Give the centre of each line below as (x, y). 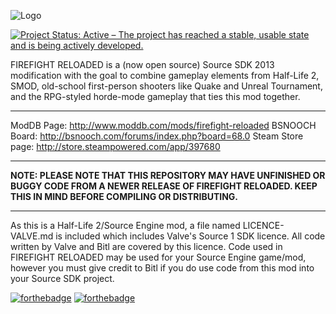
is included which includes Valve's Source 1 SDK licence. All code (190, 236)
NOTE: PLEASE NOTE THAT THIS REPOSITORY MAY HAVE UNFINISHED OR (168, 175)
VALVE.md (32, 236)
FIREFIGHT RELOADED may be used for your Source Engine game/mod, (158, 257)
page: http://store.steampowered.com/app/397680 (115, 146)
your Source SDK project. (62, 278)
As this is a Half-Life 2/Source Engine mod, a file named (125, 225)
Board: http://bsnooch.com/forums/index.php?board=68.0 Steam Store (157, 136)
